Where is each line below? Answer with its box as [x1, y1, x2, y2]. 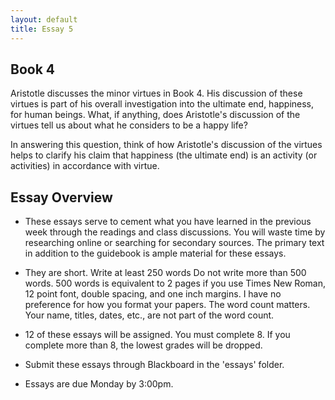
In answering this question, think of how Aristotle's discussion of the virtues [10, 139, 323, 151]
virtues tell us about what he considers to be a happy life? [10, 119, 248, 131]
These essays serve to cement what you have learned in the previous [24, 216, 312, 228]
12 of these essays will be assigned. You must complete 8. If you [24, 329, 291, 341]
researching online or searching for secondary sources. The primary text [24, 237, 325, 249]
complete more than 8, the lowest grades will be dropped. [24, 339, 263, 351]
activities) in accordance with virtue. [10, 160, 160, 172]
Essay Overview [10, 189, 113, 206]
